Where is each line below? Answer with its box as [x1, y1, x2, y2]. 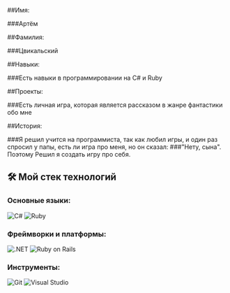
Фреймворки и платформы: [7, 229, 107, 238]
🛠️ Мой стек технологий [7, 171, 117, 183]
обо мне [7, 108, 33, 116]
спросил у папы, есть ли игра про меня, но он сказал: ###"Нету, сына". [7, 143, 222, 151]
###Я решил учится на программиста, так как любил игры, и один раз [7, 136, 218, 143]
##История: [7, 122, 43, 130]
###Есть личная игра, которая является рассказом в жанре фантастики [7, 101, 223, 109]
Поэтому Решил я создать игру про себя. [7, 150, 131, 158]
